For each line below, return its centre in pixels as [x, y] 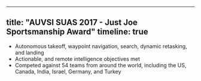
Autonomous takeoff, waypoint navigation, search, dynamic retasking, [101, 46]
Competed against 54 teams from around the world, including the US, [100, 65]
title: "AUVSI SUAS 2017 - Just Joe [72, 22]
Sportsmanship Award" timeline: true [77, 32]
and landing [29, 52]
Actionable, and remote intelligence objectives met [77, 59]
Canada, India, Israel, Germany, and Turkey [68, 71]
